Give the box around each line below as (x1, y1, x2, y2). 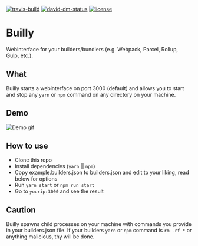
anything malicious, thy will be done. (6, 233, 95, 240)
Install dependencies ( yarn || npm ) (14, 163, 95, 170)
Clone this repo (14, 156, 52, 163)
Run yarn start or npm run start (14, 182, 95, 189)
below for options (14, 175, 58, 182)
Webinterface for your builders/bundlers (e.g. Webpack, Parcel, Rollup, (6, 45, 179, 53)
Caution (6, 205, 37, 215)
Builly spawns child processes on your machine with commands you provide (6, 221, 192, 228)
